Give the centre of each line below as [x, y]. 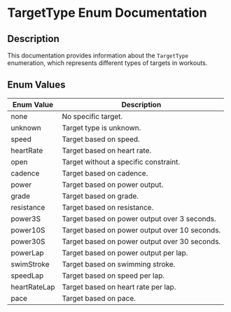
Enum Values [36, 85]
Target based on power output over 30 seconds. [141, 241]
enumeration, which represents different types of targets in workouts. [107, 63]
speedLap [27, 276]
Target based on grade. [100, 196]
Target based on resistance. [108, 207]
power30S [28, 241]
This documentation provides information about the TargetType [98, 55]
